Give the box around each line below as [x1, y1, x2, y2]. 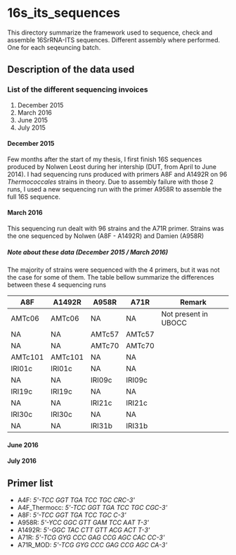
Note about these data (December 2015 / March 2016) [7, 248, 169, 256]
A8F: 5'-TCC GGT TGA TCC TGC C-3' [17, 511, 126, 519]
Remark [180, 297, 207, 307]
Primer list [7, 477, 53, 489]
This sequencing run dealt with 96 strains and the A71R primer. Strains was [7, 224, 225, 233]
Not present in [161, 309, 209, 318]
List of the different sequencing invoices [7, 85, 149, 94]
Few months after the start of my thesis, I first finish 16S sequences [7, 155, 202, 163]
